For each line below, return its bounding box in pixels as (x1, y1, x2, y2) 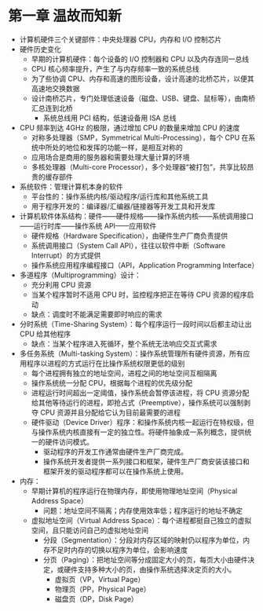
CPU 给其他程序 (19, 329, 71, 338)
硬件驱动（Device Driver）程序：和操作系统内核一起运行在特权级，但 (31, 417, 254, 426)
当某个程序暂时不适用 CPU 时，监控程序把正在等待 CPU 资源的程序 (31, 290, 247, 299)
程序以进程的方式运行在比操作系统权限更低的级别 (26, 358, 185, 368)
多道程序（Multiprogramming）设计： (19, 270, 141, 280)
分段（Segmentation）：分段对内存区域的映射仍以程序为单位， (42, 535, 243, 544)
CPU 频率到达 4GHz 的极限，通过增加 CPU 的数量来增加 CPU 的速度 (19, 123, 240, 132)
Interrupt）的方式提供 (31, 251, 101, 260)
